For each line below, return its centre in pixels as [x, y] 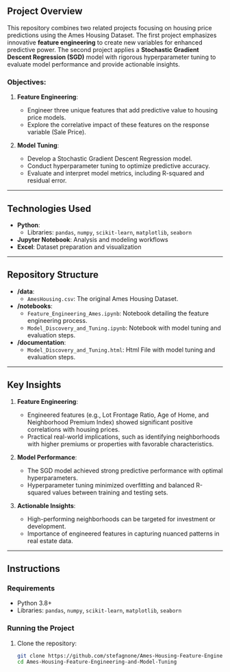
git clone [31, 656]
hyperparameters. [53, 478]
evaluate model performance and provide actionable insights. [93, 64]
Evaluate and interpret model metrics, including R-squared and [116, 173]
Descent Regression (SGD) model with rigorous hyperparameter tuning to [112, 57]
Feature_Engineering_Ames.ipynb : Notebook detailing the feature [118, 313]
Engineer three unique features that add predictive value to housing [122, 110]
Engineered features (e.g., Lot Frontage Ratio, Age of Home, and [118, 415]
